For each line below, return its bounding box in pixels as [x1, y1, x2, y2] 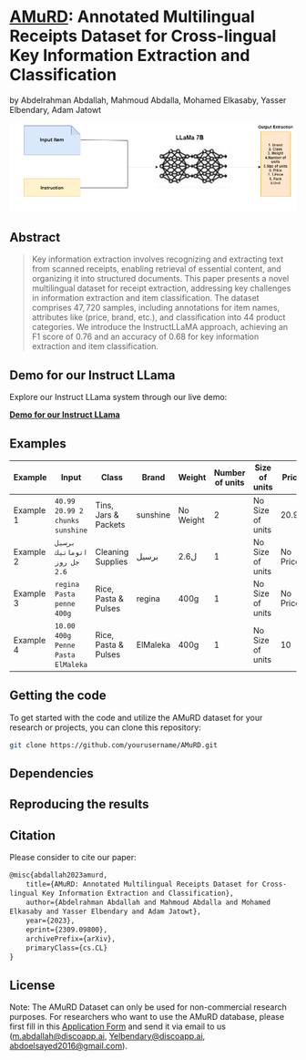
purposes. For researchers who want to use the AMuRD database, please [9, 1012, 285, 1023]
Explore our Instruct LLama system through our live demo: [9, 392, 228, 403]
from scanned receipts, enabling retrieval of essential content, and [31, 263, 282, 274]
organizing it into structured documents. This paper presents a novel [31, 273, 290, 284]
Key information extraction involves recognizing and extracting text [31, 253, 284, 265]
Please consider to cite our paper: [9, 852, 137, 863]
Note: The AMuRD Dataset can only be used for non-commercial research [9, 1002, 287, 1013]
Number [213, 467, 246, 478]
